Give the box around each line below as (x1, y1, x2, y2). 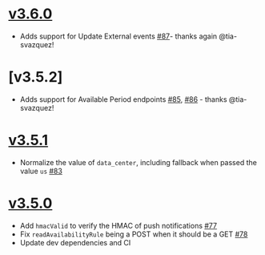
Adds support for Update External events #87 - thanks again (19, 31, 218, 41)
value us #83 (19, 166, 62, 176)
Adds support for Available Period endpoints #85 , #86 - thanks (19, 94, 227, 104)
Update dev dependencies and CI (19, 237, 131, 247)
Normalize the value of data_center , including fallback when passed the (19, 157, 258, 167)
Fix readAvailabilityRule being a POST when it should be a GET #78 (19, 229, 248, 239)
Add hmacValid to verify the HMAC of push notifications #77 (19, 221, 218, 230)
